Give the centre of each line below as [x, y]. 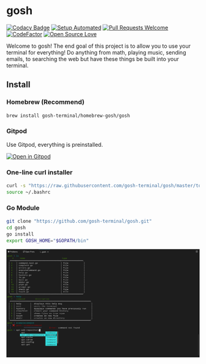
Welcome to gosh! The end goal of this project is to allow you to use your [99, 46]
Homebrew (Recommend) [45, 102]
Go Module [23, 207]
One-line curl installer [40, 172]
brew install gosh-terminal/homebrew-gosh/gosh [68, 116]
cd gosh [16, 228]
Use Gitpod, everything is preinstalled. [55, 144]
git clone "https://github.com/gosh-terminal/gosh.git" [79, 221]
